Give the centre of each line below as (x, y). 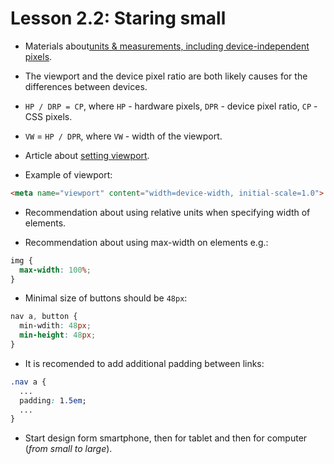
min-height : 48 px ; (58, 335)
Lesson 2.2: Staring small (118, 18)
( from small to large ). (68, 449)
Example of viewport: (68, 174)
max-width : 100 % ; (55, 270)
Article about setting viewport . (87, 155)
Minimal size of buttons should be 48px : (106, 298)
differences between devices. (86, 86)
